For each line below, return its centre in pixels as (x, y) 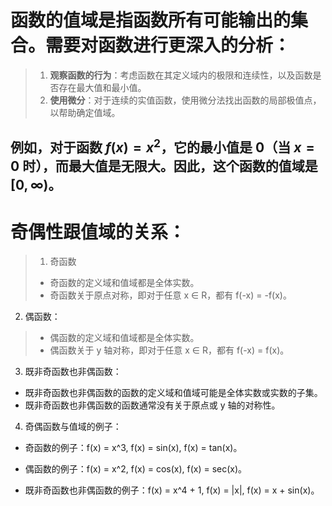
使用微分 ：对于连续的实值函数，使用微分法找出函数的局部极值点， (185, 100)
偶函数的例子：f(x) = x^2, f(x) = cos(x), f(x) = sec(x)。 (136, 469)
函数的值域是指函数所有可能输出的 (151, 20)
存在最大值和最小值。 (102, 87)
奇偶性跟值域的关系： (98, 232)
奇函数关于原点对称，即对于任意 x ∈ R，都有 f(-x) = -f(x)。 (170, 295)
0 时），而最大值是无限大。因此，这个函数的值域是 (164, 166)
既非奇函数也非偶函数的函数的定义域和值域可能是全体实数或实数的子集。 (173, 393)
